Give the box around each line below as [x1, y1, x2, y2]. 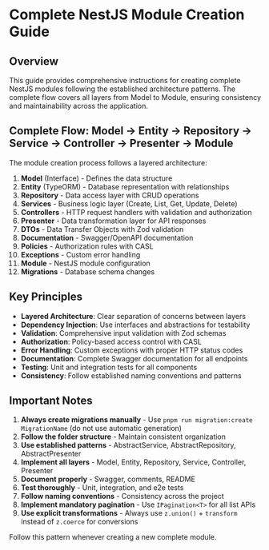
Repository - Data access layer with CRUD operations [20, 190, 199, 200]
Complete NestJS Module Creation [9, 6, 245, 24]
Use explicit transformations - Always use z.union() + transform [20, 508, 239, 518]
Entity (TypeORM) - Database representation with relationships [20, 181, 230, 191]
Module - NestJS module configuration [20, 258, 151, 268]
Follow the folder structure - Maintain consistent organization [20, 432, 227, 441]
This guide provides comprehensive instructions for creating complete [9, 76, 241, 85]
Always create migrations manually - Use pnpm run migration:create [20, 415, 253, 424]
